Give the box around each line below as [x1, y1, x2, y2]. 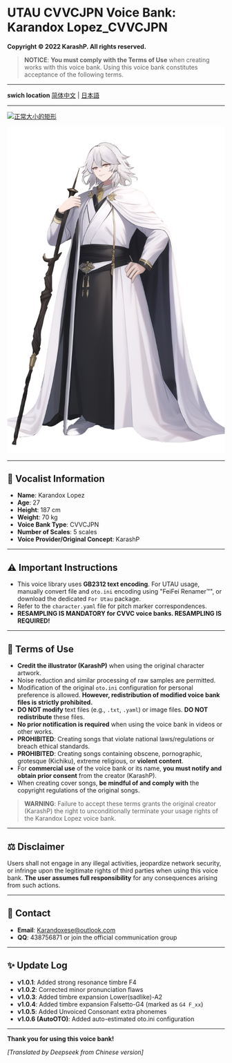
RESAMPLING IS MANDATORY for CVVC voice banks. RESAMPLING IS [17, 609, 222, 618]
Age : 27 [17, 498, 40, 507]
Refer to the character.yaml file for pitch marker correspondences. [17, 602, 207, 610]
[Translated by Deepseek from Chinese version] [7, 1048, 144, 1056]
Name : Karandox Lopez [17, 491, 85, 500]
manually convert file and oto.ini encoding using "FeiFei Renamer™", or [17, 587, 222, 596]
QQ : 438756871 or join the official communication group [17, 933, 177, 942]
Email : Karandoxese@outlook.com [17, 926, 116, 934]
